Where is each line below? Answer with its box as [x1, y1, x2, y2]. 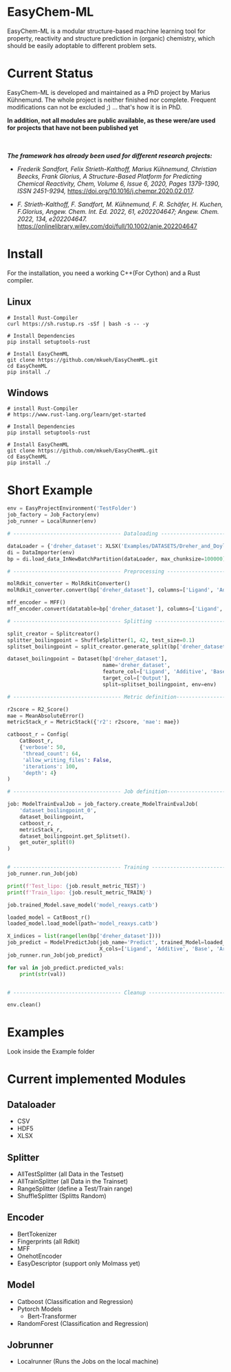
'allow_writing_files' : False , [22, 756, 112, 763]
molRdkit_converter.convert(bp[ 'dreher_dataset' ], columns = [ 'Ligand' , [7, 587, 214, 594]
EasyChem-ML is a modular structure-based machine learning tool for [7, 27, 206, 35]
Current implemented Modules [7, 1071, 186, 1087]
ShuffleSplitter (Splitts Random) [16, 1192, 107, 1200]
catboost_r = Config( [7, 731, 69, 738]
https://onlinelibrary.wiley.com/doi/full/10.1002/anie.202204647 [16, 221, 197, 230]
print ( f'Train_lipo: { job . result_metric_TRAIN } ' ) [7, 889, 153, 896]
